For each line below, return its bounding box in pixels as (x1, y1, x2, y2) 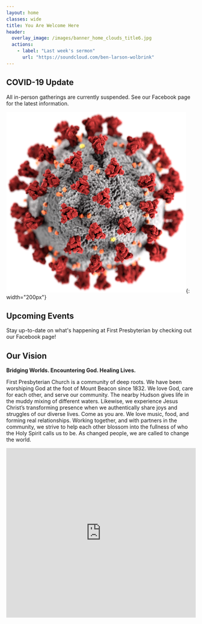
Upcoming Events (6, 310, 74, 321)
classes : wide (6, 16, 42, 22)
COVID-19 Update (6, 77, 74, 87)
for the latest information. (6, 99, 69, 107)
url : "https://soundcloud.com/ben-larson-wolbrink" (22, 54, 155, 60)
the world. (6, 436, 32, 443)
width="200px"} (6, 293, 47, 301)
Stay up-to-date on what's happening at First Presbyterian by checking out (6, 327, 192, 334)
